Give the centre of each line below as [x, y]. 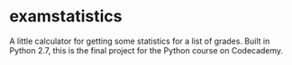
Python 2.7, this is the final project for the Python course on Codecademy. [146, 50]
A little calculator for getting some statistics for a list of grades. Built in [140, 41]
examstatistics [66, 16]
